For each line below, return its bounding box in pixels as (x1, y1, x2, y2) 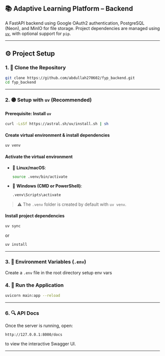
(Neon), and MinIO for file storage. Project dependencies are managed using (5, 25, 160, 31)
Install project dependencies (5, 213, 65, 219)
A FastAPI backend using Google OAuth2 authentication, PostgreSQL (5, 20, 145, 26)
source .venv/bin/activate (12, 174, 68, 179)
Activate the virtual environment (5, 154, 73, 160)
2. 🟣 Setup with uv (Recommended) (5, 97, 92, 103)
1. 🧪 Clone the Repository (5, 64, 66, 71)
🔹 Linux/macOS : (12, 164, 46, 170)
